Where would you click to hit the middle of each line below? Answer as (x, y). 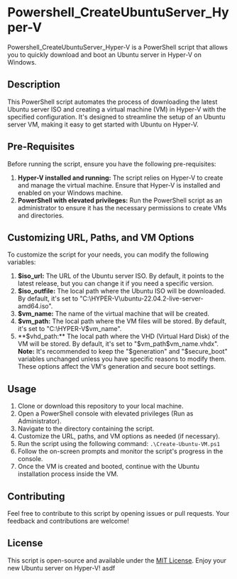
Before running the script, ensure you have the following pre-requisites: (112, 163)
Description (34, 85)
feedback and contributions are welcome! (68, 521)
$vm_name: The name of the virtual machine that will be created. (114, 314)
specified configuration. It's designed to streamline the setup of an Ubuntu (116, 117)
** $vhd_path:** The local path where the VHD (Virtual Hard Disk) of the (123, 336)
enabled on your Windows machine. (70, 193)
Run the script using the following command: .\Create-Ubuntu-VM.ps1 (119, 444)
